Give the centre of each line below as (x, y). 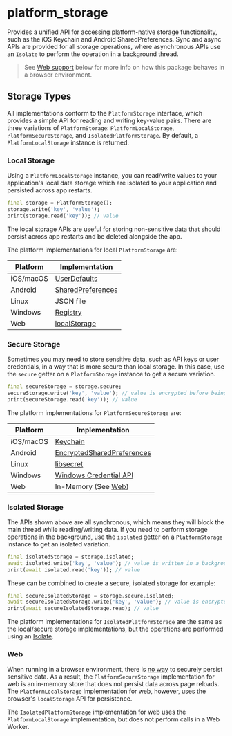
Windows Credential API (94, 475)
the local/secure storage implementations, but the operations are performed (115, 629)
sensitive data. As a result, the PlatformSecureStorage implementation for (111, 677)
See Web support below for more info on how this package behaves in (124, 67)
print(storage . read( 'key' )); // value (63, 216)
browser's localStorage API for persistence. (70, 699)
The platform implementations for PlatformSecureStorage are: (94, 412)
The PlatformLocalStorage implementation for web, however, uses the (107, 691)
